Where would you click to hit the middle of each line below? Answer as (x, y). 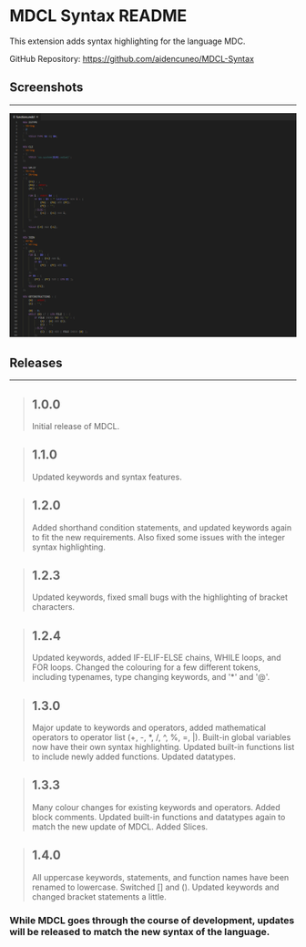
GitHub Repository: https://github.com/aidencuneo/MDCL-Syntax (132, 58)
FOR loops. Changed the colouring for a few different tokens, (146, 667)
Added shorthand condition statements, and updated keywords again (162, 527)
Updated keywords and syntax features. (107, 477)
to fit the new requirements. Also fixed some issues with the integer (158, 537)
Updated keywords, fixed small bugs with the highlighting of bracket (160, 597)
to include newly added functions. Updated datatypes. (134, 757)
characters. (53, 607)
